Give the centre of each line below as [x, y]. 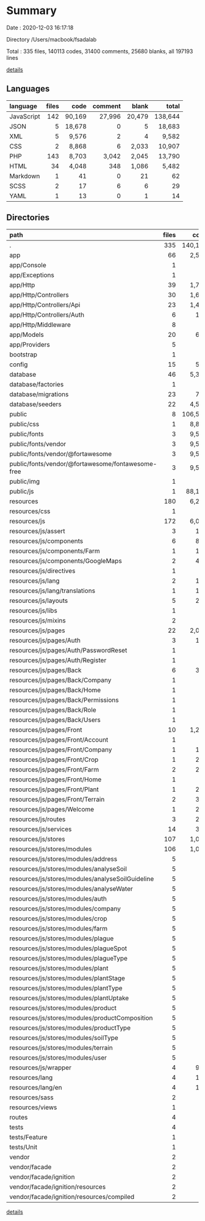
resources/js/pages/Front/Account [59, 739]
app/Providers [30, 344]
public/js [22, 491]
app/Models [27, 334]
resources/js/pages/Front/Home [56, 779]
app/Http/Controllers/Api [45, 304]
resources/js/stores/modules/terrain [61, 1047]
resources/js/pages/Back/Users [55, 720]
